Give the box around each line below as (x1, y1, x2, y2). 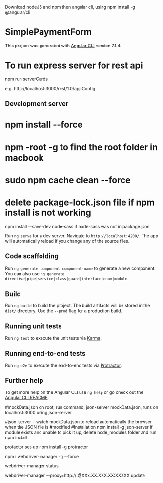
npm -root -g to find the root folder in (5, 141, 158, 153)
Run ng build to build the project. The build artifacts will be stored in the (5, 303, 150, 309)
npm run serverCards (5, 76, 48, 82)
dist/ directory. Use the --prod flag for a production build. (5, 308, 122, 314)
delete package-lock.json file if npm (5, 197, 155, 208)
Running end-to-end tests (5, 349, 86, 358)
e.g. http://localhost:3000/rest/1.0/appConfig (5, 85, 96, 91)
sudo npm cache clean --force (5, 174, 131, 185)
